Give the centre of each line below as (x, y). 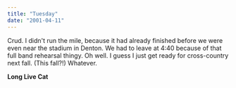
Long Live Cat (28, 76)
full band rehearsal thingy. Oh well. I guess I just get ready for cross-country (118, 55)
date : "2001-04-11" (36, 20)
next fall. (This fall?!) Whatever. (52, 63)
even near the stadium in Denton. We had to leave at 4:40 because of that (114, 48)
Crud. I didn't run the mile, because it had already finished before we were (115, 40)
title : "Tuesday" (33, 14)
